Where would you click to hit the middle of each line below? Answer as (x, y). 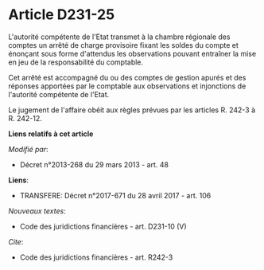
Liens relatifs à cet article (51, 134)
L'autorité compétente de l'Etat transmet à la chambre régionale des (119, 37)
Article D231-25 (62, 15)
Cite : (16, 241)
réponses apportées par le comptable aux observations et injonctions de (127, 86)
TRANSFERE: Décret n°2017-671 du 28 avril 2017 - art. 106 (115, 195)
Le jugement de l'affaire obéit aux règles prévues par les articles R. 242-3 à (132, 110)
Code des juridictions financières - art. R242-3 (96, 257)
